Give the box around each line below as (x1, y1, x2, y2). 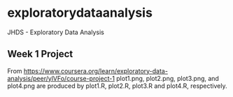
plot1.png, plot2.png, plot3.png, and (116, 74, 219, 82)
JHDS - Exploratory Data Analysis (7, 28, 105, 36)
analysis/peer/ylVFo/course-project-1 (7, 74, 115, 82)
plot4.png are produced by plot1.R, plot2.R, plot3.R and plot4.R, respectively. (7, 82, 227, 90)
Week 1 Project (7, 48, 73, 60)
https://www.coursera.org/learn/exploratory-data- (23, 66, 168, 75)
